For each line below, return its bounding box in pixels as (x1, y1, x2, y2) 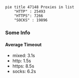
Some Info (5, 29, 31, 36)
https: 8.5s (12, 63, 35, 69)
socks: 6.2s (12, 69, 36, 75)
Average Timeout (5, 41, 42, 47)
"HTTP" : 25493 (14, 9, 46, 14)
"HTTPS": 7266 (14, 13, 43, 18)
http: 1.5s (12, 58, 31, 64)
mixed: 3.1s (12, 53, 35, 59)
